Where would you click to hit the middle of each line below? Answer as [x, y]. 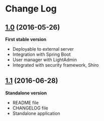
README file [26, 102]
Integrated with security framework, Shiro [56, 65]
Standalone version [26, 93]
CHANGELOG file [30, 108]
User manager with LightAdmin [44, 60]
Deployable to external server [43, 49]
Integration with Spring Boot [42, 54]
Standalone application [36, 113]
